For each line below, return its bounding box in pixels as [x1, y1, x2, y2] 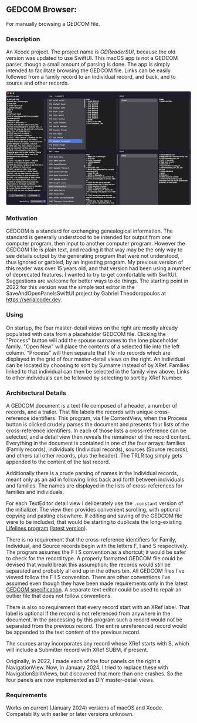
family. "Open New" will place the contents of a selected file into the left [6, 343, 180, 350]
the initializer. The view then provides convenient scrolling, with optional [6, 506, 181, 513]
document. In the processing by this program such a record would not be [6, 616, 183, 623]
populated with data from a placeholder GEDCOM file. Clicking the [6, 330, 166, 337]
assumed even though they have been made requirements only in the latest [6, 580, 188, 587]
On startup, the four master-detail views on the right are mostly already [6, 324, 178, 331]
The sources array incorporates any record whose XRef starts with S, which [6, 640, 189, 647]
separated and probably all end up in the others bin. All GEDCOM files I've [6, 567, 185, 574]
